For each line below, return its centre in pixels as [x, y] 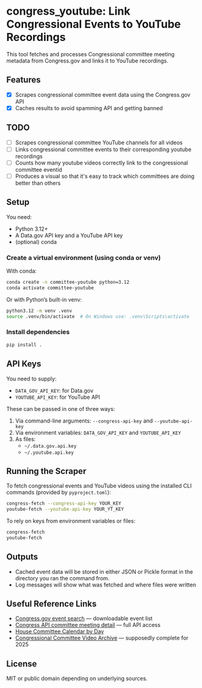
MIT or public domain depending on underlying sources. [77, 679]
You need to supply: [31, 379]
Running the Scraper [46, 471]
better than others [38, 183]
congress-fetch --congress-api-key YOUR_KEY [64, 504]
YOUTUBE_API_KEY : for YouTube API [58, 397]
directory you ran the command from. [62, 578]
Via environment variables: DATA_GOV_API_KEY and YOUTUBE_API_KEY [98, 432]
